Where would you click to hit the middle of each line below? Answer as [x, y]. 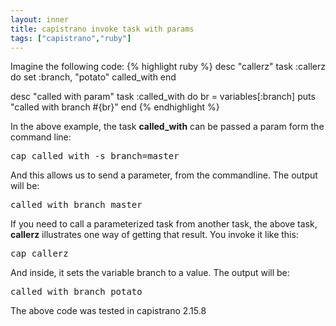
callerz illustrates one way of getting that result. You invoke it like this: [154, 235]
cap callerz [39, 254]
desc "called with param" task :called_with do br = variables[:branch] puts [163, 97]
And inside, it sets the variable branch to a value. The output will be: [150, 273]
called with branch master [76, 205]
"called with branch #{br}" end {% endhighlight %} [115, 107]
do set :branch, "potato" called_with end [93, 77]
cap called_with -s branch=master [95, 156]
